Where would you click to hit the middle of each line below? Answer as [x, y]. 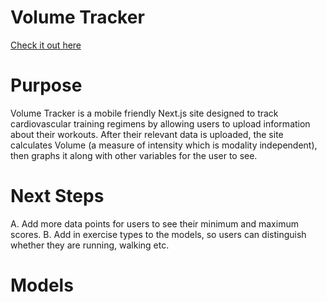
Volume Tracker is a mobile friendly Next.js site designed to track [144, 113]
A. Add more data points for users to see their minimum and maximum [154, 223]
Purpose [46, 85]
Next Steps [57, 196]
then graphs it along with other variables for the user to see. [134, 155]
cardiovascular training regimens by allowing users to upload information [160, 123]
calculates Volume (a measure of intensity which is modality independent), [164, 145]
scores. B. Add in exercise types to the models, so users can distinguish [158, 234]
